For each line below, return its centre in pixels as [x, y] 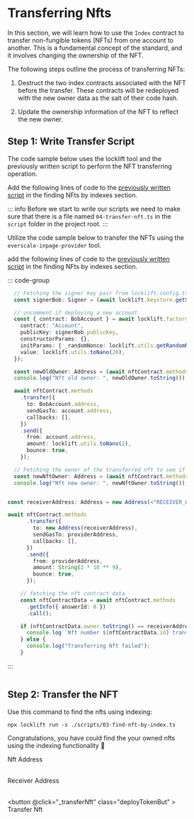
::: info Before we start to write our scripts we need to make [94, 209]
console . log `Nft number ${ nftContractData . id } [98, 633]
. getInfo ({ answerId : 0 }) [66, 607]
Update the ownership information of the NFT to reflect [98, 111]
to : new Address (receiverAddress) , [85, 528]
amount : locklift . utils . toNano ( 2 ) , [79, 444]
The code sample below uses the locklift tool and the [85, 158]
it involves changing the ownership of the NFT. [75, 55]
